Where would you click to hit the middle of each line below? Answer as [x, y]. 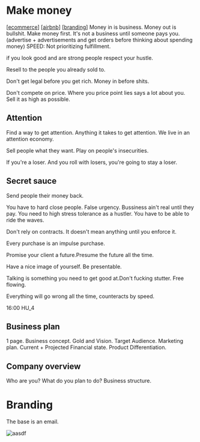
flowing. [16, 284]
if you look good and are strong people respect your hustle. [80, 58]
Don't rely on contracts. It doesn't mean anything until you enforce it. [92, 231]
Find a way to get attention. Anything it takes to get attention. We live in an [98, 132]
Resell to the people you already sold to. [56, 69]
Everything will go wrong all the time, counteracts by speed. [80, 296]
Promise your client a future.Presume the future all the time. [80, 255]
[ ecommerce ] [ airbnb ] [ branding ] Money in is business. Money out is [91, 27]
